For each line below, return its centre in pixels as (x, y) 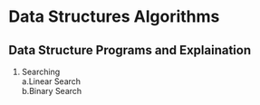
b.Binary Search (52, 91)
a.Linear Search (51, 81)
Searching (41, 72)
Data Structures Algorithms (114, 17)
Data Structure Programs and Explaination (130, 50)
